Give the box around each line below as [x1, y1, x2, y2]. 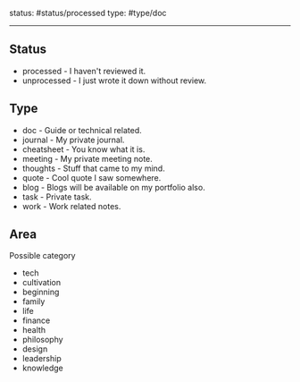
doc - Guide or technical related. [21, 124, 142, 135]
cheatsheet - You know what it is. [21, 143, 146, 155]
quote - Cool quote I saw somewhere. [21, 172, 162, 183]
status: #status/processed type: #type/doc [9, 8, 167, 18]
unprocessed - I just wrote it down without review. [21, 75, 207, 86]
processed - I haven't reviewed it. [21, 65, 146, 76]
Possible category [9, 250, 76, 261]
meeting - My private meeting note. [21, 153, 154, 164]
